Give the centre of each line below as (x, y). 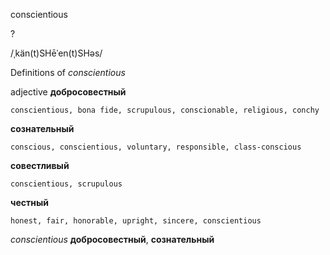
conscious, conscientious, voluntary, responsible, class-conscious (156, 147)
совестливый (40, 165)
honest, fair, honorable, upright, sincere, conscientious (136, 221)
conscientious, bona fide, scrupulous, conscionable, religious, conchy (165, 110)
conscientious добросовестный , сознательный (112, 239)
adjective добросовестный (68, 92)
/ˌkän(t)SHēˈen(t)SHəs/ (56, 53)
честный (29, 202)
